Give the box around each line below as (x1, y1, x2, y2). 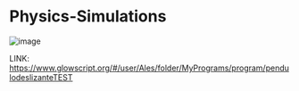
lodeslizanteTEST (9, 71, 73, 82)
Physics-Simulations (9, 6, 167, 27)
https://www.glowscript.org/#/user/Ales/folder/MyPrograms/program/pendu (9, 62, 290, 73)
